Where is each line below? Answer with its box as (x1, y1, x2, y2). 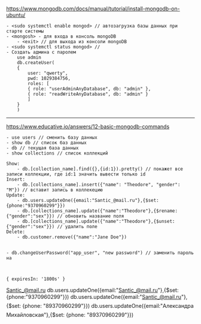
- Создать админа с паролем (6, 49, 77, 55)
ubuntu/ (6, 11, 26, 19)
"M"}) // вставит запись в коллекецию (6, 187, 103, 193)
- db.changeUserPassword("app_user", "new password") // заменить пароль (6, 250, 194, 256)
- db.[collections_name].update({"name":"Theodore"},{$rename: (17, 208, 178, 214)
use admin (17, 54, 42, 60)
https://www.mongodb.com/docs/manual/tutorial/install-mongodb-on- (6, 5, 181, 12)
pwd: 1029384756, (28, 75, 71, 81)
